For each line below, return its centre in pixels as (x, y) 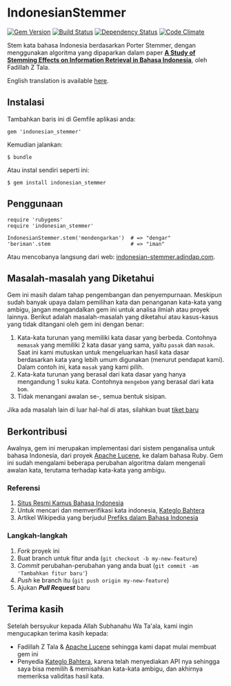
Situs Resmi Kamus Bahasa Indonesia (70, 503)
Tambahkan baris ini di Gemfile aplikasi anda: (71, 119)
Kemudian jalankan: (35, 144)
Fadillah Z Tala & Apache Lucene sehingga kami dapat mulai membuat (117, 647)
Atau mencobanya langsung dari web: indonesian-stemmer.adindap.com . (111, 256)
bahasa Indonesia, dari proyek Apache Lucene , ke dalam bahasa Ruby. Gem (115, 456)
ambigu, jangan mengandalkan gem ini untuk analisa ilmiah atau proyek (109, 309)
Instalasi (26, 103)
